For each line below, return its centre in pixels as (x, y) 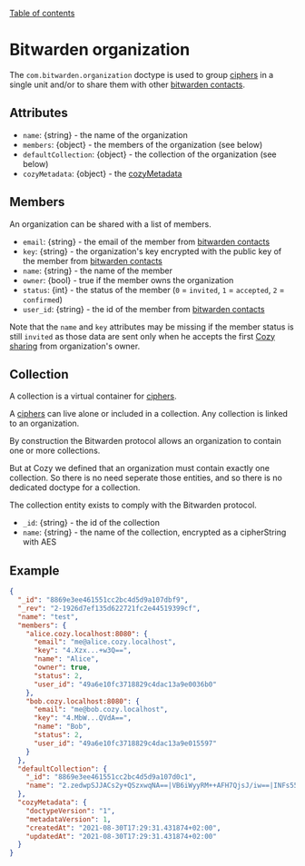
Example (34, 571)
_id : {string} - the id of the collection (91, 523)
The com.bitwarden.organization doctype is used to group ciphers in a (142, 74)
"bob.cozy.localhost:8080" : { (83, 701)
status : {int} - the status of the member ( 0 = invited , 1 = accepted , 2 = (153, 290)
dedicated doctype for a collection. (75, 487)
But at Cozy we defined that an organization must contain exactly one (140, 468)
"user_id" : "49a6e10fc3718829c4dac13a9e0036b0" (125, 684)
